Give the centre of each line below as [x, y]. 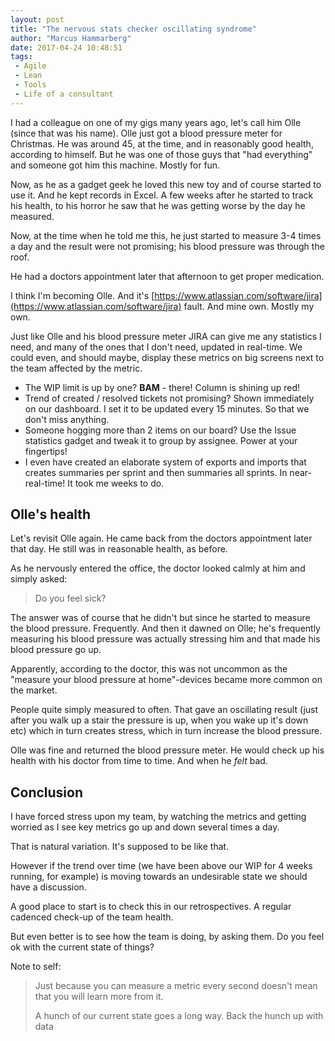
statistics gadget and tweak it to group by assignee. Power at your [161, 440]
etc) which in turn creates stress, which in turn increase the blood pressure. [166, 731]
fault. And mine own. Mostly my [249, 306]
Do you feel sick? [70, 598]
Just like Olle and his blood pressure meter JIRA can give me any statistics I [166, 336]
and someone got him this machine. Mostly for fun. [115, 165]
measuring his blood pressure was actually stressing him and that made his [165, 639]
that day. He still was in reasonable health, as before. [119, 549]
